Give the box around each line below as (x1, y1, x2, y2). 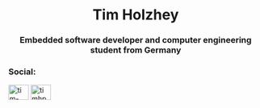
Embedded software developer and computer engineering (19, 35, 252, 46)
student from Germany (90, 44, 182, 56)
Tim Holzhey (92, 6, 179, 24)
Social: (8, 66, 36, 77)
